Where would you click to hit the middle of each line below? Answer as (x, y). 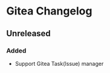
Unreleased (29, 33)
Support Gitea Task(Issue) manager (59, 63)
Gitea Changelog (49, 11)
